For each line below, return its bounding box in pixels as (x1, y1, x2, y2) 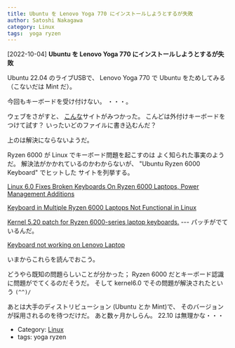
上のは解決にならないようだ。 (7, 136, 93, 145)
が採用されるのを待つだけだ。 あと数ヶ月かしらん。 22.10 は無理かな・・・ (7, 312, 224, 320)
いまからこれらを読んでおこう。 (7, 255, 100, 264)
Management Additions (7, 190, 75, 199)
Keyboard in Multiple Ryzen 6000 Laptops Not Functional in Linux (7, 203, 197, 212)
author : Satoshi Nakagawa (7, 17, 83, 24)
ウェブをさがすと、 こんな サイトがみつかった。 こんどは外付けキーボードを (7, 112, 226, 121)
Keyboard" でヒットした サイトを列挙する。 (7, 168, 134, 177)
